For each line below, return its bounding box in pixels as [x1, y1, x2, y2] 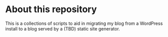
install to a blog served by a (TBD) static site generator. [5, 25, 120, 31]
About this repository [5, 4, 97, 15]
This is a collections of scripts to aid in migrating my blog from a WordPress [5, 20, 163, 26]
